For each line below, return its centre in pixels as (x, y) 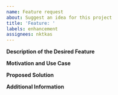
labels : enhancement (32, 29)
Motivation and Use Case (38, 64)
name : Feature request (35, 12)
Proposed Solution (30, 75)
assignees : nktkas (29, 34)
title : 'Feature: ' (31, 23)
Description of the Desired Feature (51, 51)
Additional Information (35, 87)
